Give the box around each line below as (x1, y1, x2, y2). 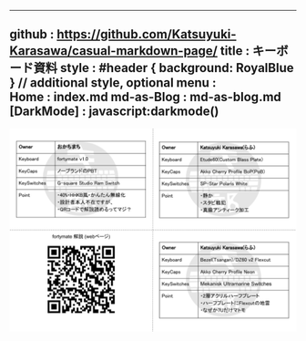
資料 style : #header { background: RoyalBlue (33, 60, 294, 76)
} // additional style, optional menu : (9, 75, 217, 91)
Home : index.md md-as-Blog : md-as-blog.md (9, 89, 282, 105)
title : (219, 43, 250, 59)
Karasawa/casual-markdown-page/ (9, 43, 219, 59)
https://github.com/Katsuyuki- (56, 26, 237, 42)
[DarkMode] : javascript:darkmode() (9, 104, 219, 119)
